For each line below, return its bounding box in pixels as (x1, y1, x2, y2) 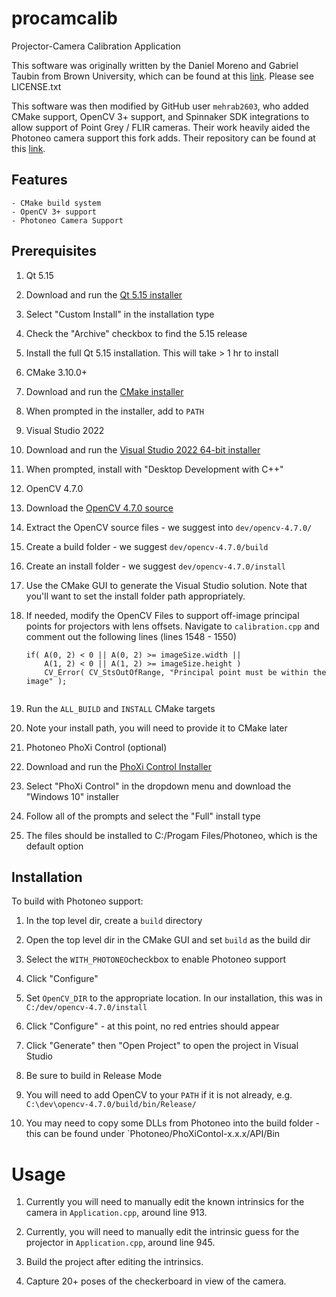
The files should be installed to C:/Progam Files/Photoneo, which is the (25, 829, 318, 841)
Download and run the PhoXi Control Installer (25, 760, 212, 772)
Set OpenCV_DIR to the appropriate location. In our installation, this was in (25, 992, 323, 1004)
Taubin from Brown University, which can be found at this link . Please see (11, 70, 314, 82)
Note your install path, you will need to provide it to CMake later (25, 722, 288, 734)
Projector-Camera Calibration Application (11, 40, 181, 52)
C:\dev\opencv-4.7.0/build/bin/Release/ (25, 1100, 197, 1110)
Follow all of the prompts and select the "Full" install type (25, 810, 261, 822)
